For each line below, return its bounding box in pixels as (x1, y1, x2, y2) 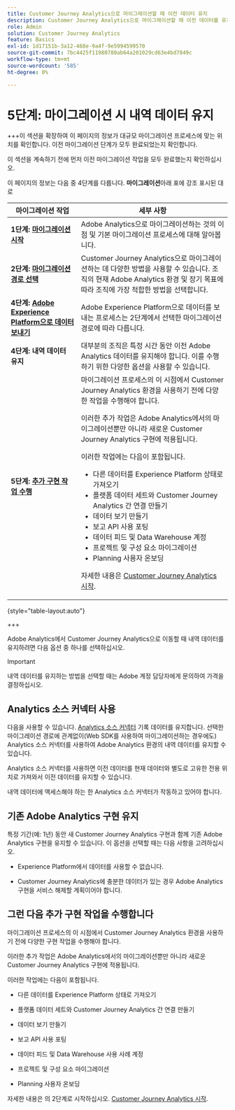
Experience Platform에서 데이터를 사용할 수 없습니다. (17, 862, 164, 871)
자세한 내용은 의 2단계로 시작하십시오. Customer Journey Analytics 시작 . (7, 1094, 208, 1102)
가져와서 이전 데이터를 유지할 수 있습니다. (20, 773, 133, 781)
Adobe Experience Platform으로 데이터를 (80, 302, 212, 312)
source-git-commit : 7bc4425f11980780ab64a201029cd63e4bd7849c (7, 50, 192, 57)
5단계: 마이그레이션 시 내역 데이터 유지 (7, 107, 215, 123)
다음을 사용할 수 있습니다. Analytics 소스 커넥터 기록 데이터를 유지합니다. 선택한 (7, 723, 224, 732)
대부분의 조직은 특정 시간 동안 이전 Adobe (80, 341, 211, 350)
